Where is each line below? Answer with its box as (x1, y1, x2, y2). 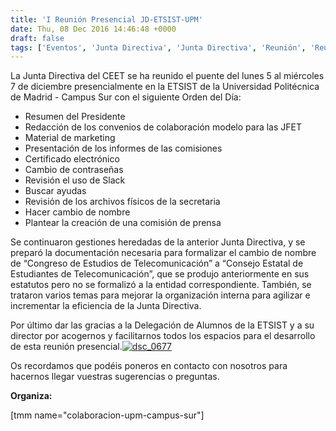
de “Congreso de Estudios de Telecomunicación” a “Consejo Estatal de (10, 257, 304, 270)
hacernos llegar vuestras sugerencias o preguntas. (10, 371, 220, 383)
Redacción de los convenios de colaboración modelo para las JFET (24, 121, 303, 133)
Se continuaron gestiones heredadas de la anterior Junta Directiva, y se (10, 236, 306, 248)
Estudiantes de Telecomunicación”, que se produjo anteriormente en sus (10, 268, 310, 280)
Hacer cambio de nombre (24, 206, 131, 218)
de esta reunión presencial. (10, 341, 123, 353)
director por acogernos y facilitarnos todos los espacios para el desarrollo (10, 330, 316, 342)
